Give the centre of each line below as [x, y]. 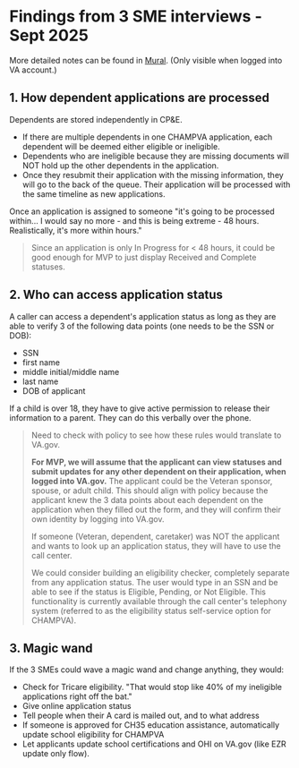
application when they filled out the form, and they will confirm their [156, 509]
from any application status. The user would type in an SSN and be [154, 582]
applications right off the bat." [77, 696]
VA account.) [33, 70]
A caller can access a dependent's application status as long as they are [143, 316]
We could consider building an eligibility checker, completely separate [160, 572]
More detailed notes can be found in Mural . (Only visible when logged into [146, 60]
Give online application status [77, 706]
